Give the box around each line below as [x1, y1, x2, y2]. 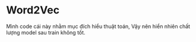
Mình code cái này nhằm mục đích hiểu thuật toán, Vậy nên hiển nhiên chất [6, 23, 191, 30]
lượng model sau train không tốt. [6, 29, 86, 36]
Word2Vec [6, 3, 60, 17]
